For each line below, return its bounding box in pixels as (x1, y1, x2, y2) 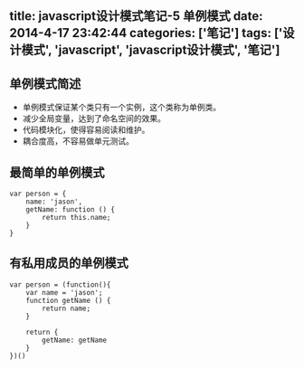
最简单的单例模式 (9, 165, 105, 180)
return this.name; (42, 213, 111, 222)
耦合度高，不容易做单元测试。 (22, 136, 134, 147)
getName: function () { (25, 205, 116, 214)
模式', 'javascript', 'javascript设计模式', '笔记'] (21, 43, 280, 58)
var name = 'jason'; (25, 288, 103, 297)
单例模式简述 (9, 76, 81, 91)
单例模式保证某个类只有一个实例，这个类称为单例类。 (22, 102, 222, 113)
